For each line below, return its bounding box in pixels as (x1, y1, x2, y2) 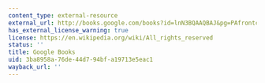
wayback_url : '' (8, 63, 62, 71)
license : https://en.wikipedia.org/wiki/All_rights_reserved (8, 33, 214, 42)
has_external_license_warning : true (8, 26, 129, 34)
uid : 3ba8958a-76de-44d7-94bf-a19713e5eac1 (8, 56, 154, 64)
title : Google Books (8, 48, 77, 56)
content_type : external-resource (8, 11, 118, 20)
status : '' (8, 41, 44, 49)
